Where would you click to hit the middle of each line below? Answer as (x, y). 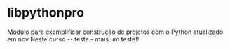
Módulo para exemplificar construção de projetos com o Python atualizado (115, 32)
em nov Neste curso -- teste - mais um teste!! (73, 39)
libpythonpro (46, 13)
